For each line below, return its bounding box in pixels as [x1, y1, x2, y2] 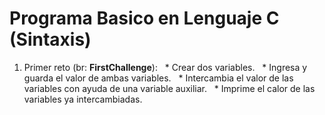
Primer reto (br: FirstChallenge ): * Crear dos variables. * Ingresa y [23, 61, 308, 73]
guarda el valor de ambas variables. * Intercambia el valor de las [23, 72, 294, 84]
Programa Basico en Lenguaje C [9, 7, 280, 30]
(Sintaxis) [9, 28, 92, 51]
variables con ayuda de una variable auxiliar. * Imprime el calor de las [23, 82, 316, 94]
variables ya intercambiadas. [23, 93, 143, 105]
